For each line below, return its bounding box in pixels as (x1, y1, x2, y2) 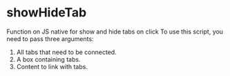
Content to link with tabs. (16, 62, 88, 71)
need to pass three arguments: (6, 34, 94, 42)
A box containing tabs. (16, 55, 81, 63)
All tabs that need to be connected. (16, 48, 117, 56)
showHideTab (6, 5, 87, 21)
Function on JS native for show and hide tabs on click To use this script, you (6, 27, 224, 36)
